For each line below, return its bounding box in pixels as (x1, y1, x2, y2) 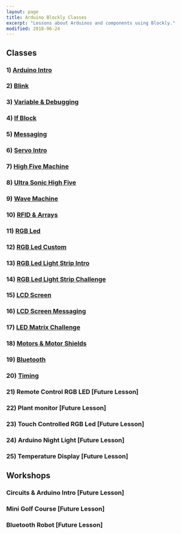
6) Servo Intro (6, 146, 47, 155)
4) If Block (6, 114, 37, 122)
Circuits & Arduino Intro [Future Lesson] (6, 488, 125, 497)
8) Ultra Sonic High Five (6, 178, 77, 187)
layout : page (6, 8, 39, 15)
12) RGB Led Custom (6, 242, 67, 251)
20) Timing (6, 371, 39, 380)
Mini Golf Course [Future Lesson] (6, 505, 105, 513)
